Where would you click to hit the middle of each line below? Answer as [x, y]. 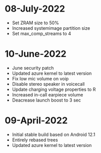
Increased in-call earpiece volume [47, 94]
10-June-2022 [36, 54]
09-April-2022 [36, 120]
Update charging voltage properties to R [54, 89]
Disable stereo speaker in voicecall [48, 84]
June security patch [33, 68]
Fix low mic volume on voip [40, 78]
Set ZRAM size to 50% [35, 23]
